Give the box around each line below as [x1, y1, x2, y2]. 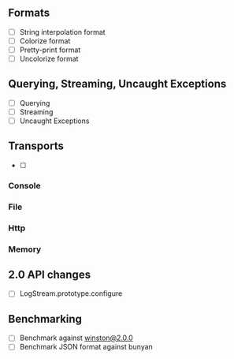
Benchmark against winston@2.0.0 [19, 333, 134, 342]
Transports [8, 140, 65, 153]
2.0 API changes [8, 267, 91, 281]
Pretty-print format [19, 45, 81, 54]
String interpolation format [19, 27, 106, 36]
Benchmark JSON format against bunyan [19, 342, 154, 352]
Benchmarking [8, 312, 83, 326]
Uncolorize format [19, 54, 79, 63]
